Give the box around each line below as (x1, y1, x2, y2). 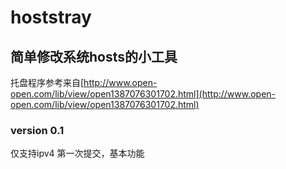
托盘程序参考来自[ (10, 77, 85, 88)
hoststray (10, 6, 92, 29)
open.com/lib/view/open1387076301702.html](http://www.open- (10, 88, 277, 100)
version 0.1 (10, 123, 65, 137)
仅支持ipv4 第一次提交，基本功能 (10, 147, 145, 160)
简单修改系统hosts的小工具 (10, 48, 178, 65)
